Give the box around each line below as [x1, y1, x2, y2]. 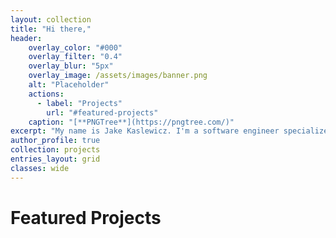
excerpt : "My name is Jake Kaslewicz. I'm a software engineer [10, 126, 280, 136]
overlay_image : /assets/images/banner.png [28, 71, 208, 81]
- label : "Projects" [36, 98, 123, 108]
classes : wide [10, 163, 70, 173]
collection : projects [10, 145, 101, 155]
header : [10, 33, 43, 43]
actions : [28, 89, 65, 99]
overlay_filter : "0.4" [28, 52, 123, 62]
